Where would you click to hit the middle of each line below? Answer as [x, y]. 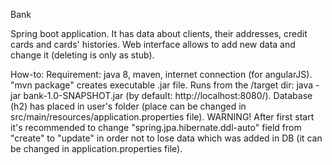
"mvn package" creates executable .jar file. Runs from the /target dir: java [162, 85]
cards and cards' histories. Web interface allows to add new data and [153, 44]
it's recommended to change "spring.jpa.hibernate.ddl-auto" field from [156, 127]
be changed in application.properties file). [96, 148]
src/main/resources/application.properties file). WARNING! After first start [162, 117]
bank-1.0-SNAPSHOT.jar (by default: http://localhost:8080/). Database [168, 95]
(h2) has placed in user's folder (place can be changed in [128, 106]
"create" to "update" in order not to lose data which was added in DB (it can [166, 138]
